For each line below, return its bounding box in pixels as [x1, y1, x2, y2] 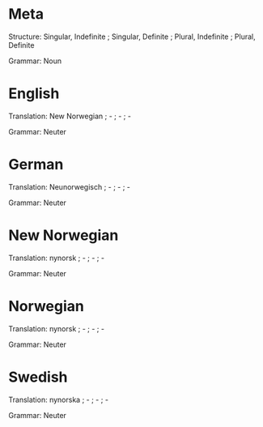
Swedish [8, 368, 68, 386]
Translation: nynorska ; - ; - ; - [8, 395, 109, 404]
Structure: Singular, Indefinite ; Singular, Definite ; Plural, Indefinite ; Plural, [8, 32, 257, 41]
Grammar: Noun [8, 56, 62, 66]
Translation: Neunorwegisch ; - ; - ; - [8, 181, 131, 191]
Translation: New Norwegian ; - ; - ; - [8, 111, 132, 121]
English [8, 84, 60, 103]
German [8, 156, 64, 174]
